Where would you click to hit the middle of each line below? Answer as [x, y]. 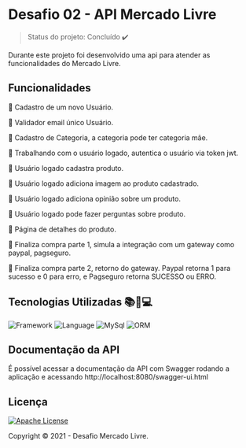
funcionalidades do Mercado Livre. [64, 63]
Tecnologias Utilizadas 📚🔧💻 [81, 302]
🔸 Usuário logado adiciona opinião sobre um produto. [94, 198]
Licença [28, 402]
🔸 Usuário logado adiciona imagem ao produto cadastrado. [103, 183]
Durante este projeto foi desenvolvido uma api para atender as [109, 55]
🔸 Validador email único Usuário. [61, 122]
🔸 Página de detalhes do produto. [62, 229]
